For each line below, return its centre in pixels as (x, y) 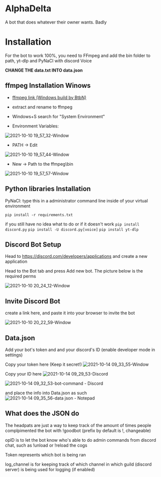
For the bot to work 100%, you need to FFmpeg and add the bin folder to (78, 55)
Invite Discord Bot (33, 301)
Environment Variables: (35, 126)
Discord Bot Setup (33, 244)
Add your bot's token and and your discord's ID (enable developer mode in (80, 350)
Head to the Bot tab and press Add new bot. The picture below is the (74, 271)
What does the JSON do (42, 414)
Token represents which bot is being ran (46, 454)
